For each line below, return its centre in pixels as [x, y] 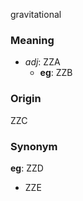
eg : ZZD [27, 168]
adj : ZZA [42, 62]
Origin [26, 99]
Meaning [32, 40]
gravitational [36, 14]
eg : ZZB [56, 73]
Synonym [34, 146]
